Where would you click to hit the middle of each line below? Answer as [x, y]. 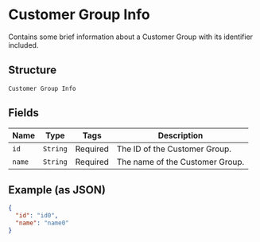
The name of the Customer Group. [180, 162]
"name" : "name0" [42, 223]
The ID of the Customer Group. [174, 149]
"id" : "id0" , [37, 216]
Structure [33, 70]
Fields [24, 113]
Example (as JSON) [57, 190]
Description [180, 135]
